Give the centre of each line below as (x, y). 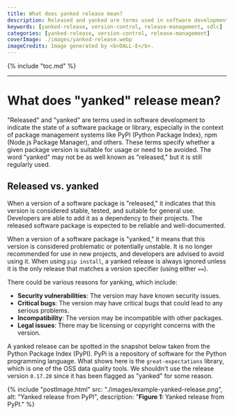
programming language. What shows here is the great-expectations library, (116, 361)
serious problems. (43, 310)
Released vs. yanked (53, 187)
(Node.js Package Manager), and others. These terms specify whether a (111, 142)
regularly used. (29, 164)
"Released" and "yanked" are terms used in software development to (106, 120)
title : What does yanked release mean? (65, 14)
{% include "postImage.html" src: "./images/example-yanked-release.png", (115, 389)
